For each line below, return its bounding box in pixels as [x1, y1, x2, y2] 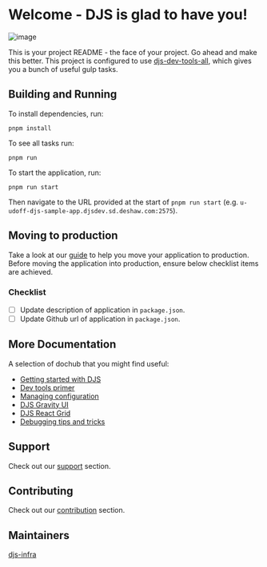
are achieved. [8, 267, 54, 276]
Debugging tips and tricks [19, 417, 106, 426]
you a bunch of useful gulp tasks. [8, 64, 118, 73]
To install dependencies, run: [8, 109, 104, 118]
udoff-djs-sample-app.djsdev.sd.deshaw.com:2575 [8, 207, 173, 215]
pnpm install [8, 124, 52, 133]
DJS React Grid [19, 408, 71, 418]
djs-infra [8, 549, 37, 560]
